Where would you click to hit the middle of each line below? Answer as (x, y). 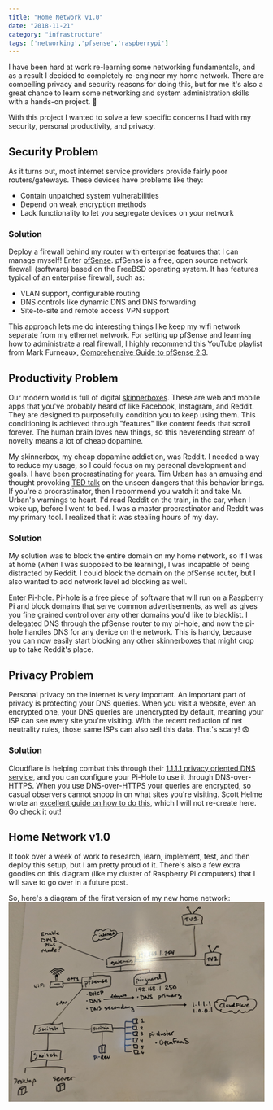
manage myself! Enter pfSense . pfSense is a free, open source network (128, 260)
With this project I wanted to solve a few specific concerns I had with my (130, 117)
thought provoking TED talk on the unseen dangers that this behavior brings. (136, 483)
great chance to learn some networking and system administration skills (129, 93)
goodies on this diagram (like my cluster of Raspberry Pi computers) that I (132, 874)
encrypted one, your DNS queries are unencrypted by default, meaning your (136, 712)
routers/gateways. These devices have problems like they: (106, 180)
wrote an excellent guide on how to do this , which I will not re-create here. (133, 802)
